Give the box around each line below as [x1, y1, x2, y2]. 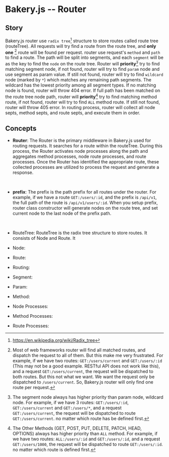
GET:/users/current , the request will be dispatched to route [12, 410, 136, 416]
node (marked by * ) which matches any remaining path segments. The [5, 76, 152, 82]
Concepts [5, 124, 37, 133]
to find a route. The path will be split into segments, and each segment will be [5, 54, 163, 61]
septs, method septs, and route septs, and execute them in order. [5, 110, 141, 116]
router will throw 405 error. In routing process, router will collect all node [5, 104, 155, 110]
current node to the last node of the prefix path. [12, 210, 112, 217]
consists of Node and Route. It [12, 235, 75, 241]
